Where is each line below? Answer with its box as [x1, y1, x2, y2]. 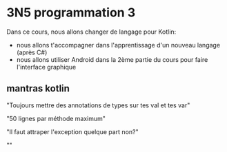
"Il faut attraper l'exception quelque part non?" [6, 127, 139, 135]
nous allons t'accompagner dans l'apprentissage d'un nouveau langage [16, 41, 221, 49]
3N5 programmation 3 [6, 5, 136, 21]
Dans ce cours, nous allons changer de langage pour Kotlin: [6, 28, 177, 36]
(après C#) [16, 48, 48, 56]
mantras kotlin [6, 83, 70, 94]
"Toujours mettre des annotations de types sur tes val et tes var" [6, 101, 190, 109]
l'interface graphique [16, 63, 77, 71]
